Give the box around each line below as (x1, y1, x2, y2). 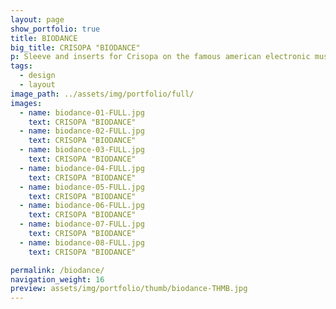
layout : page (10, 14, 65, 25)
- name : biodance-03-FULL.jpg (19, 145, 145, 155)
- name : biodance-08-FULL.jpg (19, 237, 145, 248)
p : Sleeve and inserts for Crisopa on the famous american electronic (10, 52, 311, 62)
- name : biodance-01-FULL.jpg (19, 107, 145, 118)
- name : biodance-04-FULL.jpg (19, 163, 145, 173)
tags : (10, 61, 33, 71)
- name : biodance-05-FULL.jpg (19, 182, 145, 192)
